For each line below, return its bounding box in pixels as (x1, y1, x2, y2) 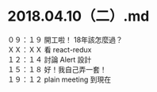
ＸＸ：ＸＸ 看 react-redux (7, 44, 92, 54)
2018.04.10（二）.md (7, 7, 150, 25)
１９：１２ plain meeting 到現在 (7, 75, 112, 84)
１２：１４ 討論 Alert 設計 (7, 55, 92, 64)
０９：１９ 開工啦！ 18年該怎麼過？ (7, 35, 124, 44)
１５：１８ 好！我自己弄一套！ (7, 64, 107, 74)
